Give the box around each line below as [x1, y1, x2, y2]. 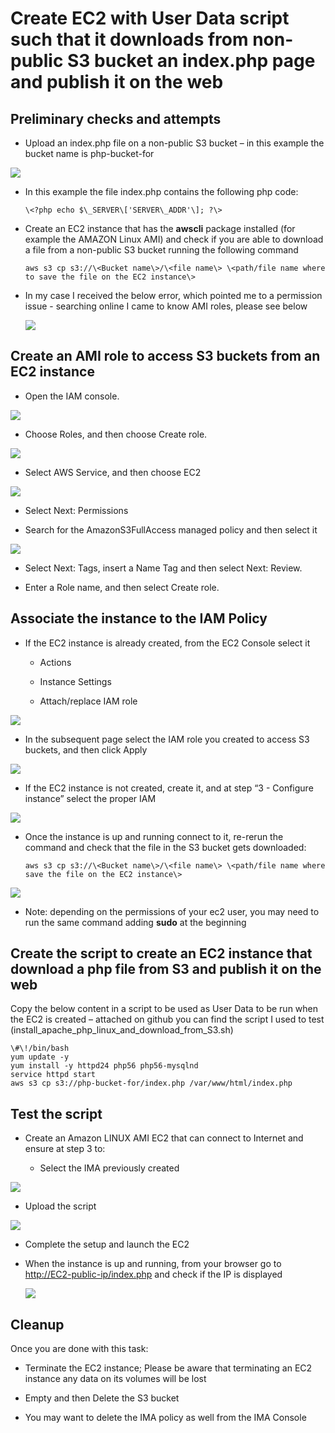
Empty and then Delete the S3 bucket [24, 1392, 180, 1404]
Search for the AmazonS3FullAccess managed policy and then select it [24, 523, 318, 536]
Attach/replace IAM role [39, 695, 138, 707]
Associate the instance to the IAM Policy [10, 610, 268, 627]
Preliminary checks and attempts [10, 110, 222, 127]
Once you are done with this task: [10, 1343, 149, 1355]
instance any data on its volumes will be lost [24, 1373, 207, 1385]
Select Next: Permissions [24, 504, 129, 516]
